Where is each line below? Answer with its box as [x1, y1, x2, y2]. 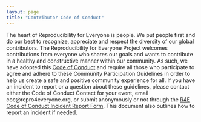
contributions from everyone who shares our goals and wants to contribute [6, 50, 194, 58]
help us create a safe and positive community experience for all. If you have [6, 76, 196, 84]
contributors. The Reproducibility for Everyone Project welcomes [6, 44, 168, 52]
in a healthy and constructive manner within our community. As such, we [6, 57, 188, 64]
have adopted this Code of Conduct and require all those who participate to [6, 63, 195, 70]
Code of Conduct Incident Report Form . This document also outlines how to [6, 102, 195, 109]
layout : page [6, 8, 39, 15]
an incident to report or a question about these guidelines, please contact [6, 83, 189, 90]
